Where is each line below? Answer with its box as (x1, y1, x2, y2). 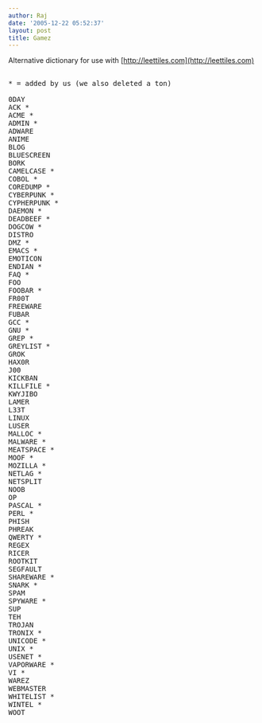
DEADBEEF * (8, 214, 51, 224)
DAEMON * (8, 206, 42, 216)
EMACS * (8, 246, 38, 256)
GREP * (8, 334, 34, 343)
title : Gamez (8, 33, 52, 42)
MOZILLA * (8, 461, 46, 471)
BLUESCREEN (8, 150, 51, 160)
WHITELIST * (8, 692, 55, 702)
